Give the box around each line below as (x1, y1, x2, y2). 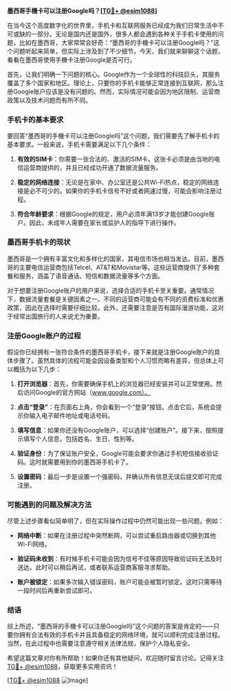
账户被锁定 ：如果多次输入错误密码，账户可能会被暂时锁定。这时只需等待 (16, 578, 222, 586)
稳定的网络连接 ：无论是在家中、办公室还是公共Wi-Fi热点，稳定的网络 (16, 178, 214, 186)
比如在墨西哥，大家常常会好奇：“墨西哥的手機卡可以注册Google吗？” (19, 39, 214, 47)
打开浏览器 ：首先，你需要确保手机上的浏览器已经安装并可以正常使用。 (16, 380, 217, 388)
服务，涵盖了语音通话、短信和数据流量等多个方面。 (19, 272, 164, 280)
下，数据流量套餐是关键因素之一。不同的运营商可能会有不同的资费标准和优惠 (7, 295, 224, 303)
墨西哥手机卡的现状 (7, 237, 71, 247)
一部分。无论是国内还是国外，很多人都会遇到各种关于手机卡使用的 (30, 30, 218, 38)
